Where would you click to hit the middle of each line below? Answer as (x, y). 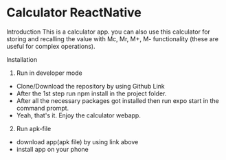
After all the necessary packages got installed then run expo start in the (117, 100)
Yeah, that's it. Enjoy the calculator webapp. (79, 115)
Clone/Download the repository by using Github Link (91, 86)
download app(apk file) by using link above (77, 141)
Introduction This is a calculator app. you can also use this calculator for (109, 32)
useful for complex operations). (51, 46)
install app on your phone (52, 149)
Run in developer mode (49, 73)
